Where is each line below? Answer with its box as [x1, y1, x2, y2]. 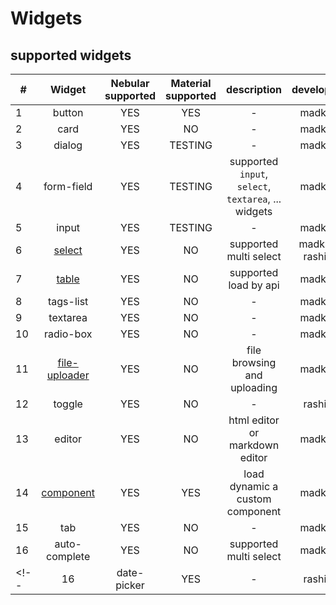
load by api [228, 278, 280, 292]
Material [170, 77, 212, 90]
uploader [46, 368, 90, 382]
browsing [231, 356, 277, 369]
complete [46, 550, 91, 563]
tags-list [47, 295, 89, 308]
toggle [53, 397, 83, 411]
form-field [43, 180, 93, 193]
